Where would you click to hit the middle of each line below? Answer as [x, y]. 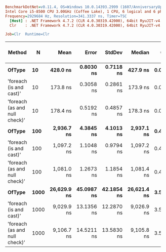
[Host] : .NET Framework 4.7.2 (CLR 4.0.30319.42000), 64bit [74, 21]
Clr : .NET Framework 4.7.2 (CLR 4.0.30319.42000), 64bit [74, 25]
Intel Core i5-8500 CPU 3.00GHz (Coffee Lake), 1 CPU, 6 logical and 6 [80, 11]
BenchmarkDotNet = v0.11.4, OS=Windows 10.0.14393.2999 [62, 7]
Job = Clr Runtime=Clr [27, 34]
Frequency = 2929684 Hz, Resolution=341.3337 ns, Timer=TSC [66, 16]
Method [18, 52]
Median [140, 52]
